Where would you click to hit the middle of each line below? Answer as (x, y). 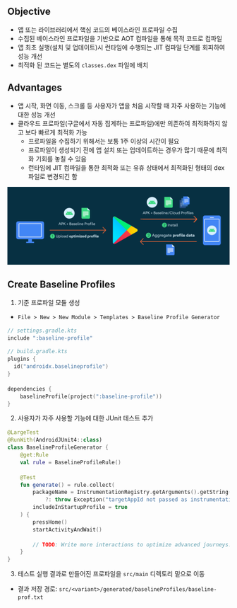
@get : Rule (35, 455)
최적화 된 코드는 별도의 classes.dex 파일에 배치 (83, 65)
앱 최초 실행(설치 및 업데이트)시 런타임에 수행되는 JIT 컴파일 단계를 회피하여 (121, 47)
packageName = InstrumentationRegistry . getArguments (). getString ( (132, 492)
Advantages (35, 88)
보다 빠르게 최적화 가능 (56, 132)
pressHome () (50, 522)
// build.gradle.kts (38, 352)
